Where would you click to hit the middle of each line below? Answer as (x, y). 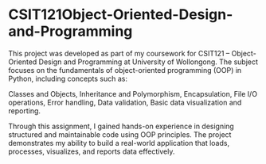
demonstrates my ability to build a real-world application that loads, (119, 143)
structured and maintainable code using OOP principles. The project (120, 134)
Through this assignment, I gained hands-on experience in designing (121, 126)
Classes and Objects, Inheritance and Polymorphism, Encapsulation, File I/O (133, 93)
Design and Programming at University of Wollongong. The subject (149, 62)
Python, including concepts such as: (68, 78)
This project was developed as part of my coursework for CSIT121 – (119, 53)
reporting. (25, 111)
